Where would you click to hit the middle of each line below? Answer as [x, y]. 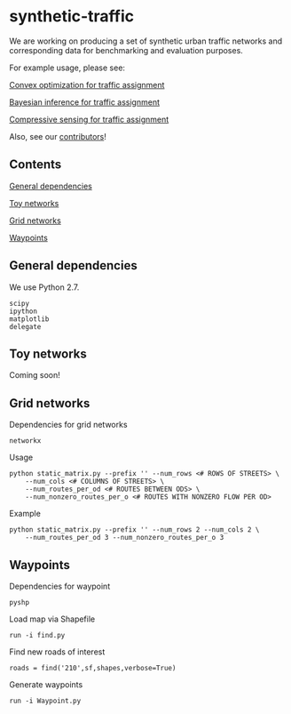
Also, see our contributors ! [58, 136]
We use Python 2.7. [44, 287]
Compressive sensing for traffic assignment [89, 119]
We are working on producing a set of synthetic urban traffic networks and [146, 41]
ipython [24, 311]
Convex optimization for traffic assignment [87, 84]
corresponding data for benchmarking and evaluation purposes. [126, 50]
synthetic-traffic [72, 16]
